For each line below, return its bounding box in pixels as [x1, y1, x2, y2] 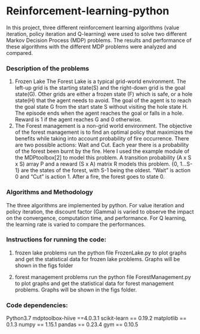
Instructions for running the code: [6, 235, 106, 244]
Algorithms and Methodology [6, 188, 94, 197]
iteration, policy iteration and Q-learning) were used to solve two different [6, 30, 187, 37]
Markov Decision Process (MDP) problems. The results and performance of [6, 36, 192, 44]
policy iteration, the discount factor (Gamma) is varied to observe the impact [6, 208, 194, 215]
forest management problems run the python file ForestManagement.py [14, 273, 191, 280]
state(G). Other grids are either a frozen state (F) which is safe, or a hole [14, 91, 193, 98]
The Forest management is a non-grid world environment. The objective [14, 122, 192, 130]
